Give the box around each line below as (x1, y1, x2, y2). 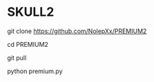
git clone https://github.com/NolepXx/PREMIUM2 (7, 27, 147, 35)
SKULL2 (7, 4, 55, 20)
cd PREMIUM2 (7, 40, 48, 48)
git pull (7, 53, 27, 62)
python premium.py (7, 67, 64, 75)
